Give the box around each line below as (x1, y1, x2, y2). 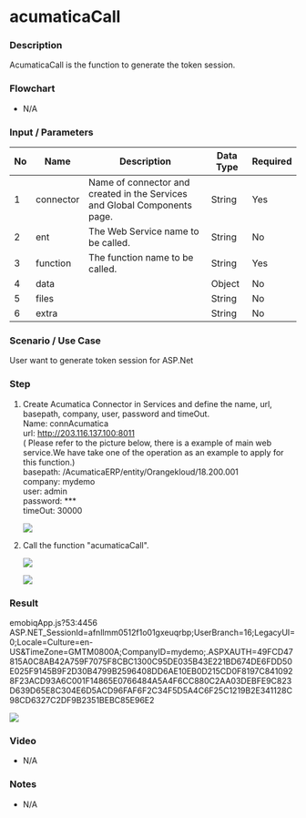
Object (210, 278, 240, 291)
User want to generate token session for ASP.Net (9, 355, 194, 366)
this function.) (22, 456, 76, 467)
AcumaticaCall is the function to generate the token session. (9, 59, 236, 70)
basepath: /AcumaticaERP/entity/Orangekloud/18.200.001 (22, 466, 240, 477)
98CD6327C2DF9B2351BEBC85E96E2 (9, 694, 155, 705)
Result (9, 597, 39, 609)
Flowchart (9, 82, 56, 95)
